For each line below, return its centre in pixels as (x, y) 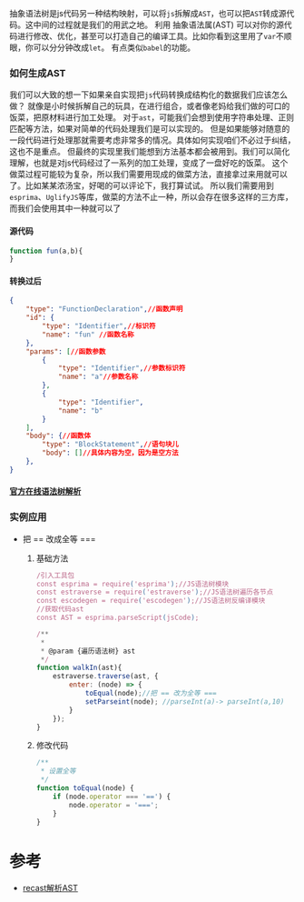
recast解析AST (50, 888)
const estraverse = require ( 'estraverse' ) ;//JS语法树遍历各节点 (155, 592)
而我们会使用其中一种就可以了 (65, 208)
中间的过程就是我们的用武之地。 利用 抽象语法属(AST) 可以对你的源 (158, 25)
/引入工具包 (55, 576)
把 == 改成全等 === (59, 538)
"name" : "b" (80, 411)
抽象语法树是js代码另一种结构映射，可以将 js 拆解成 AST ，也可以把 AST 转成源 (148, 13)
